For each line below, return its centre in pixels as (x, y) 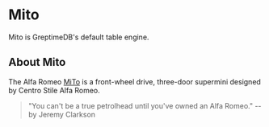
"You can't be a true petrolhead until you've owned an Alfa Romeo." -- (145, 105)
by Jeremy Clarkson (61, 114)
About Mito (37, 62)
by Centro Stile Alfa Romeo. (55, 90)
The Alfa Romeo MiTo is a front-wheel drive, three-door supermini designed (134, 81)
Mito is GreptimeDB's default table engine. (79, 37)
